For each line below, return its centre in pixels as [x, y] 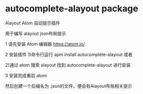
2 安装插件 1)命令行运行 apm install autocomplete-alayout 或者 [69, 54]
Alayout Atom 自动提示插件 [33, 23]
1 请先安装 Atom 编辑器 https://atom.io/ [45, 44]
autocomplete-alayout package [72, 9]
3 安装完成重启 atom [26, 75]
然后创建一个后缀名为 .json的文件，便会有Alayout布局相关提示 [69, 86]
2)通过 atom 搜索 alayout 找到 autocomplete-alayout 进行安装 [68, 65]
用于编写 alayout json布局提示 [36, 33]
